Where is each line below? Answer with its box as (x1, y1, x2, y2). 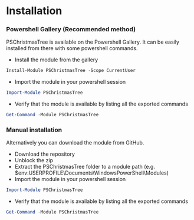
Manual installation (6, 126, 63, 134)
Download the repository (14, 150, 75, 157)
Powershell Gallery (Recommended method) (6, 25, 136, 34)
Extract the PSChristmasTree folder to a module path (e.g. (14, 163, 155, 170)
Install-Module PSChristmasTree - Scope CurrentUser (6, 68, 136, 74)
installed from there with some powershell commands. (6, 45, 138, 52)
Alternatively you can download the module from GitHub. (6, 139, 144, 146)
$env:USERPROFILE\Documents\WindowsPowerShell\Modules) (14, 169, 169, 176)
